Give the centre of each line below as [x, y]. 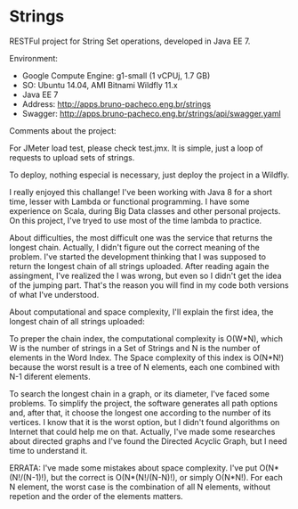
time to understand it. [48, 450]
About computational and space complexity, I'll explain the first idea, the [141, 312]
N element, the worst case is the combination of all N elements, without [140, 487]
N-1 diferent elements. [50, 376]
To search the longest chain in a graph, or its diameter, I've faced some [139, 393]
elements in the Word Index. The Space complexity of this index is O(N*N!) [147, 357]
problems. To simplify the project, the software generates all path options [144, 403]
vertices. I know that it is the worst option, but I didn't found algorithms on [145, 422]
